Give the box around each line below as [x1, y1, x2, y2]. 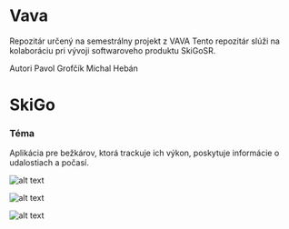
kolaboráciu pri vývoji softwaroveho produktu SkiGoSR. [9, 45, 216, 55]
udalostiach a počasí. [9, 157, 89, 168]
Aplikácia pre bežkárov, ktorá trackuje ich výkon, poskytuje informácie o [9, 147, 280, 159]
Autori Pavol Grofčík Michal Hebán [9, 63, 138, 74]
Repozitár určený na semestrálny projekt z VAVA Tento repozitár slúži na [9, 35, 280, 46]
